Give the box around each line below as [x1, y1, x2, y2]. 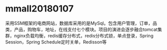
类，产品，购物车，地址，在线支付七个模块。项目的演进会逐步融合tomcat [5, 26, 158, 32]
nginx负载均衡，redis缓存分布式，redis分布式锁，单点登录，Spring [14, 32, 154, 38]
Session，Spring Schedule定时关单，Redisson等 [5, 38, 107, 45]
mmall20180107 [5, 3, 74, 14]
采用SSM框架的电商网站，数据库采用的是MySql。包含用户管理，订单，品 [5, 20, 157, 26]
